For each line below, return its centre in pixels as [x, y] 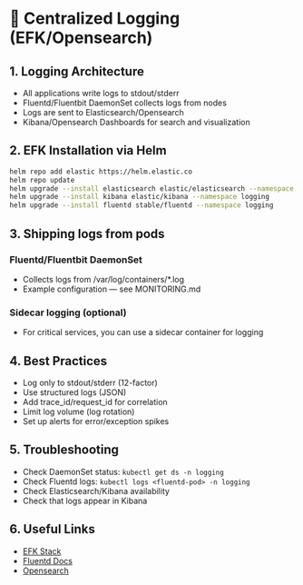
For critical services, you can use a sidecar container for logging [143, 332]
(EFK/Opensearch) [81, 38]
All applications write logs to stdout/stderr [101, 93]
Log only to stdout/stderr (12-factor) [90, 382]
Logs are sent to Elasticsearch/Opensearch [103, 112]
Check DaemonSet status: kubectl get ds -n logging [123, 471]
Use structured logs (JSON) [74, 392]
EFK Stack [42, 551]
